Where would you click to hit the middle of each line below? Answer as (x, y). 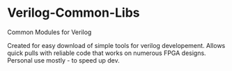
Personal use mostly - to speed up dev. (63, 60)
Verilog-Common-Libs (74, 13)
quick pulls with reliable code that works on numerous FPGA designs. (107, 53)
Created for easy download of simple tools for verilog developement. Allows (116, 45)
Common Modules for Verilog (49, 32)
